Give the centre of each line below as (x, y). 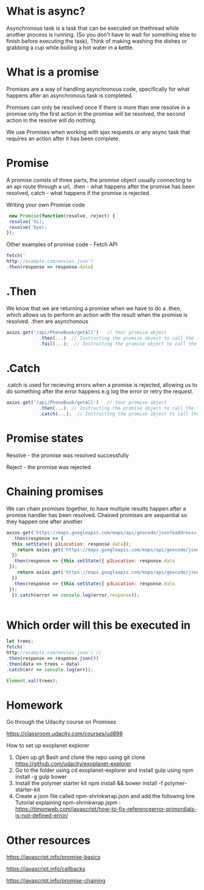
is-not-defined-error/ (42, 816)
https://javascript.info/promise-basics (53, 857)
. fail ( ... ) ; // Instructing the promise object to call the (118, 344)
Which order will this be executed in (99, 625)
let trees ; (20, 641)
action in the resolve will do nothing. (52, 120)
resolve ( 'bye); (28, 227)
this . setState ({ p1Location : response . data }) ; (72, 544)
